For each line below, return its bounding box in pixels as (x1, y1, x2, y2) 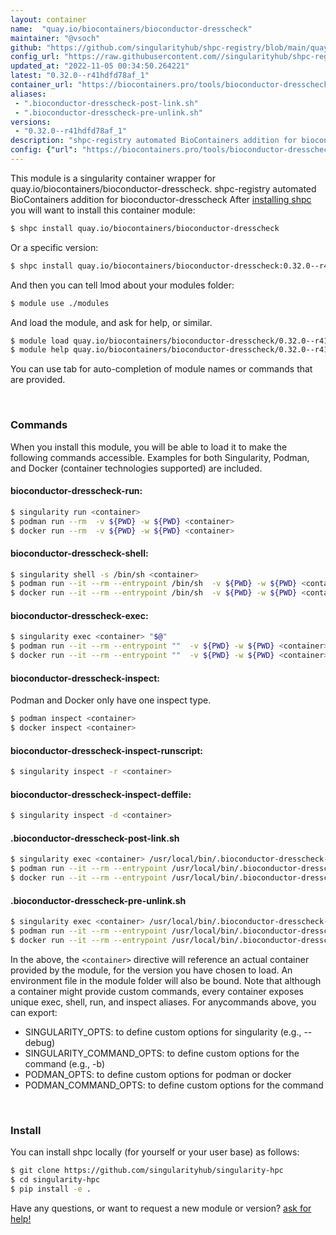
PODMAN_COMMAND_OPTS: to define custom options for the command (24, 1079, 324, 1091)
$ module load (10, 336, 70, 346)
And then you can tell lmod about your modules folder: (10, 279, 235, 291)
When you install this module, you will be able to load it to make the (10, 441, 288, 453)
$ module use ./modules (10, 298, 110, 308)
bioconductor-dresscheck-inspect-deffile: (10, 788, 192, 800)
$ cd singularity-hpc (10, 1174, 101, 1185)
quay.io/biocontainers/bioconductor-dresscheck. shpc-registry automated (10, 182, 317, 195)
